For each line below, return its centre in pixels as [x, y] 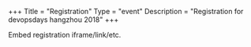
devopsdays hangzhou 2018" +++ [64, 20]
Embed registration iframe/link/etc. [65, 35]
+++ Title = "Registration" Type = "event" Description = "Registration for [126, 11]
